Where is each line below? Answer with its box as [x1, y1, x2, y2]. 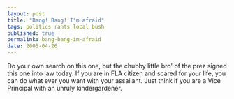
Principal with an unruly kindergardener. [7, 84, 122, 92]
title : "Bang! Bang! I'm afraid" [7, 17, 105, 24]
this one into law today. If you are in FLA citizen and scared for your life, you [7, 69, 226, 77]
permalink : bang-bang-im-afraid [7, 36, 101, 43]
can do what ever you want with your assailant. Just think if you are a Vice [7, 77, 221, 84]
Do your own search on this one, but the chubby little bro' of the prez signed [7, 62, 227, 70]
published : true [7, 29, 54, 37]
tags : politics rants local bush [7, 23, 105, 30]
